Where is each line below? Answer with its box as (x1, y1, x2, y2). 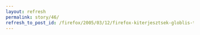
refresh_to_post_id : (5, 20, 57, 26)
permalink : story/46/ (5, 14, 60, 20)
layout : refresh (5, 8, 46, 15)
